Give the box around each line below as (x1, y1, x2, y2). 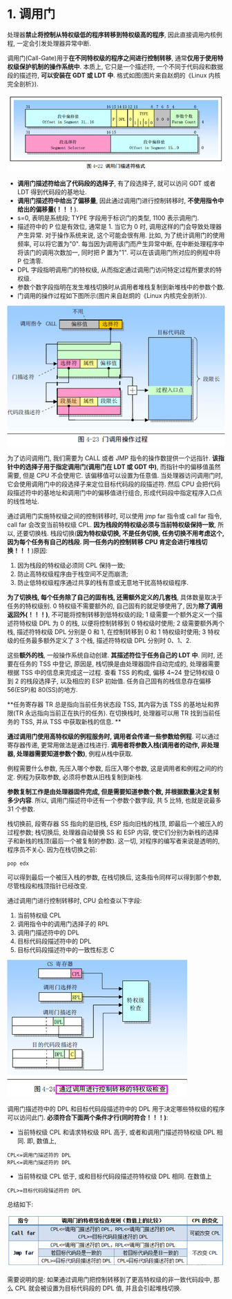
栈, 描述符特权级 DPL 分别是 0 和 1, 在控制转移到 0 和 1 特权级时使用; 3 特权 (7, 628, 220, 636)
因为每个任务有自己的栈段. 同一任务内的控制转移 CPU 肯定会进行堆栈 (7, 538, 202, 546)
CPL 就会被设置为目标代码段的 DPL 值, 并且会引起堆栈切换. (14, 1284, 182, 1293)
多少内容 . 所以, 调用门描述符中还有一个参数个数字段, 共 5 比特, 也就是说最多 (7, 796, 222, 805)
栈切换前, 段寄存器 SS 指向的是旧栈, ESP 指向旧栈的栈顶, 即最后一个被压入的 (7, 820, 224, 828)
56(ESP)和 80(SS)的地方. (7, 686, 78, 694)
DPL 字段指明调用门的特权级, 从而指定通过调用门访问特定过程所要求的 (17, 265, 216, 274)
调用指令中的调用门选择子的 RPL (17, 920, 109, 928)
